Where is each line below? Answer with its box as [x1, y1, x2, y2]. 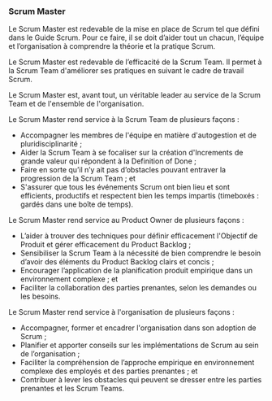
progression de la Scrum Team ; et [19, 173, 136, 184]
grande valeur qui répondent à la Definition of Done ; [19, 156, 196, 166]
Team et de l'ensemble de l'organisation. [8, 99, 145, 109]
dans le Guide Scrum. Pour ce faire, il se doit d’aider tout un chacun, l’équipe [8, 33, 265, 42]
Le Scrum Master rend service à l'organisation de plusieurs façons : [8, 307, 235, 317]
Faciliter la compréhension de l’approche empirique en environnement [19, 358, 255, 368]
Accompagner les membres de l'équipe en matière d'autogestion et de [19, 130, 257, 140]
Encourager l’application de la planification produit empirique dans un [19, 266, 253, 276]
